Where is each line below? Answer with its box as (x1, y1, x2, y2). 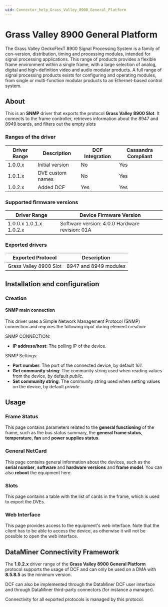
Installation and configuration (5, 280, 99, 288)
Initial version (37, 161, 69, 168)
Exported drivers (5, 241, 47, 248)
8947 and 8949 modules (66, 263, 126, 270)
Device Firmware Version (79, 211, 141, 218)
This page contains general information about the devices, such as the (5, 459, 151, 465)
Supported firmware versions (5, 199, 78, 206)
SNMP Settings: (5, 352, 38, 358)
